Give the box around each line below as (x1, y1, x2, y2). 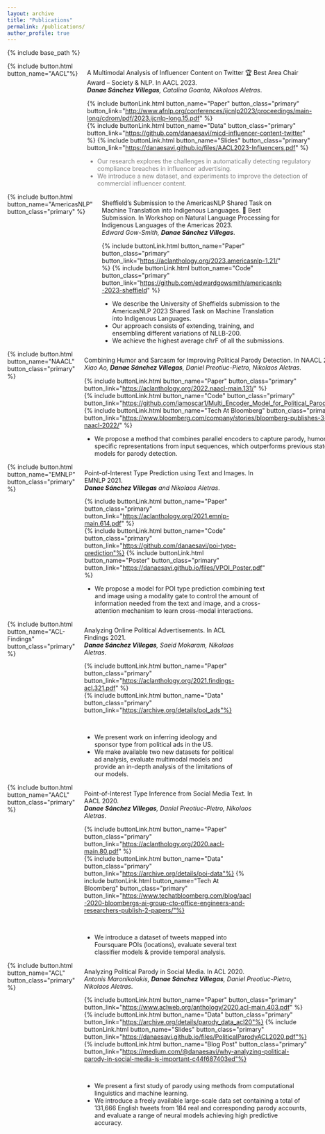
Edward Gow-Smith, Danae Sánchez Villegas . (101, 229, 235, 237)
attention (94, 607, 120, 615)
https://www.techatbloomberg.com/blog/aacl (122, 891, 251, 900)
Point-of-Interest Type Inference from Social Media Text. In (84, 789, 253, 798)
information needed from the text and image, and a (94, 599, 241, 608)
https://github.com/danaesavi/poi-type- (122, 541, 237, 550)
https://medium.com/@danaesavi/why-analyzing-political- (122, 1047, 290, 1056)
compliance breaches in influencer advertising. (97, 165, 232, 173)
